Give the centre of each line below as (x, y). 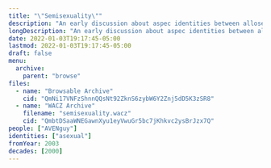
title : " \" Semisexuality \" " (56, 16)
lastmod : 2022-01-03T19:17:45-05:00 (70, 46)
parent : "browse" (52, 76)
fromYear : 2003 (34, 143)
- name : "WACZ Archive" (55, 106)
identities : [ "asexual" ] (50, 136)
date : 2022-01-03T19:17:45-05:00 (65, 38)
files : (19, 83)
